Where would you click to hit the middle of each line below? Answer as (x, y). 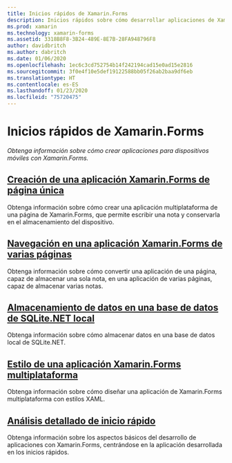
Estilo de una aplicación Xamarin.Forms (94, 364)
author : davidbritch (37, 46)
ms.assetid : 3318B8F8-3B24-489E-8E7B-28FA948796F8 (81, 39)
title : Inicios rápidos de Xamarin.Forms (68, 13)
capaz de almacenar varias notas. (55, 286)
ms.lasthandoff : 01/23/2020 (48, 91)
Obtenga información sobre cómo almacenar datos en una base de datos (111, 335)
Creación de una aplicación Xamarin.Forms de (109, 180)
